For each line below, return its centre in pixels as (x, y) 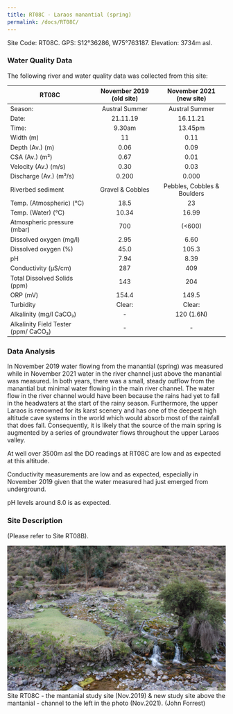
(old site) (125, 99)
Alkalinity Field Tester (41, 324)
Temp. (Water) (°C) (37, 213)
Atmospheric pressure (42, 222)
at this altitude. (28, 461)
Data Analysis (31, 351)
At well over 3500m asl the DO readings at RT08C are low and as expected (114, 454)
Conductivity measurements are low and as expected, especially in (103, 474)
